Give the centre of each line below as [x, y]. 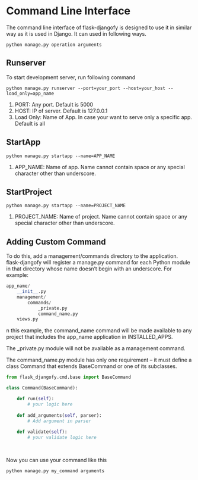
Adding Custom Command [56, 241]
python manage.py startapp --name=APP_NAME [61, 156]
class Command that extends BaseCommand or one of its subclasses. [92, 366]
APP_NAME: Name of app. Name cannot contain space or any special [100, 167]
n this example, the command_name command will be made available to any [99, 331]
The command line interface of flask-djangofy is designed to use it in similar [99, 27]
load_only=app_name [30, 93]
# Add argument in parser [60, 421]
